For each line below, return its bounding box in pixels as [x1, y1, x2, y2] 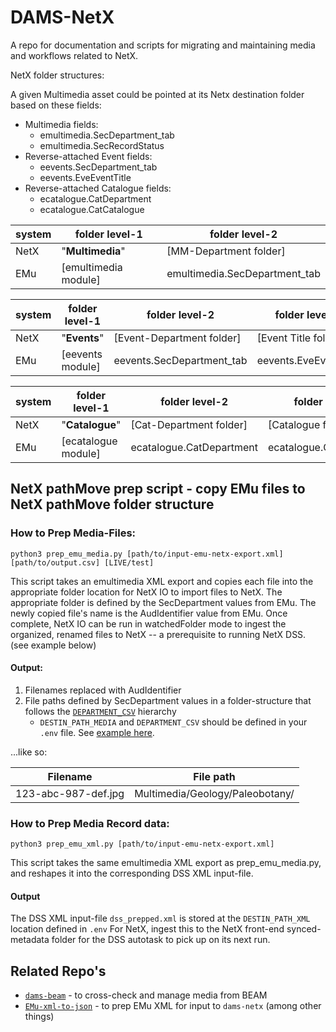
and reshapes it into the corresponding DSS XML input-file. [10, 867, 254, 880]
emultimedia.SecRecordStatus [39, 139, 165, 151]
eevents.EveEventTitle [39, 171, 132, 183]
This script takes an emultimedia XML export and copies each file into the [10, 575, 314, 587]
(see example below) [10, 639, 97, 651]
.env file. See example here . [39, 726, 155, 738]
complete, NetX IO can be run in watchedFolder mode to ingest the [10, 617, 287, 630]
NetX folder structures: [10, 69, 105, 81]
